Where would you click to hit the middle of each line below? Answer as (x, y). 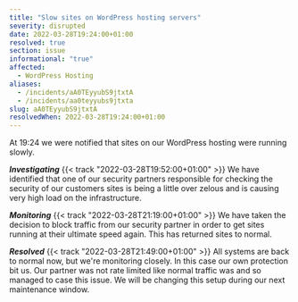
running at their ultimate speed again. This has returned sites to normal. (141, 234)
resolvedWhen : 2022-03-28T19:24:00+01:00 (87, 117)
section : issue (37, 51)
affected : (28, 68)
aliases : (25, 84)
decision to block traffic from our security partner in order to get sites (137, 225)
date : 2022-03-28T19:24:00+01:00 (71, 34)
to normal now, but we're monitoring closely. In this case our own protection (149, 261)
